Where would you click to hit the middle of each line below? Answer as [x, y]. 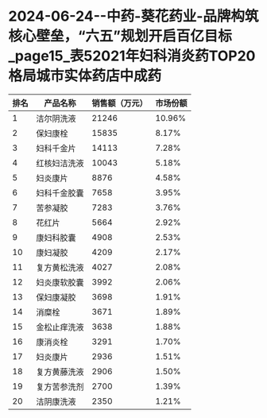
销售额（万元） [120, 103]
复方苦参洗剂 [60, 386]
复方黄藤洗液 [60, 372]
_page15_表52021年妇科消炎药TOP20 [132, 56]
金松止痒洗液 [60, 327]
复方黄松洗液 [60, 267]
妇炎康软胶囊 [60, 282]
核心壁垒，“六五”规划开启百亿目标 [120, 36]
